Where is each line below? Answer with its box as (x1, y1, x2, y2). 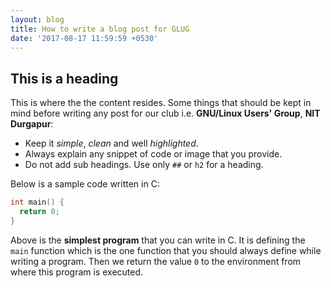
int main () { (10, 197, 65, 208)
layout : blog (10, 14, 65, 25)
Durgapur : (10, 118, 54, 130)
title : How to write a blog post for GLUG (10, 24, 190, 34)
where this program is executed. (10, 266, 144, 278)
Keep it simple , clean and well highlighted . (24, 137, 199, 150)
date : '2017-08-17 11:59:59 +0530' (10, 33, 159, 43)
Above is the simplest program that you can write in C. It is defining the (10, 234, 306, 246)
